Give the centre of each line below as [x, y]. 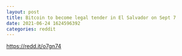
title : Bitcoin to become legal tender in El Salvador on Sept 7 [91, 18]
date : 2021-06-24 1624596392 [43, 23]
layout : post [23, 12]
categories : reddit [31, 29]
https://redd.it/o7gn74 [34, 46]
